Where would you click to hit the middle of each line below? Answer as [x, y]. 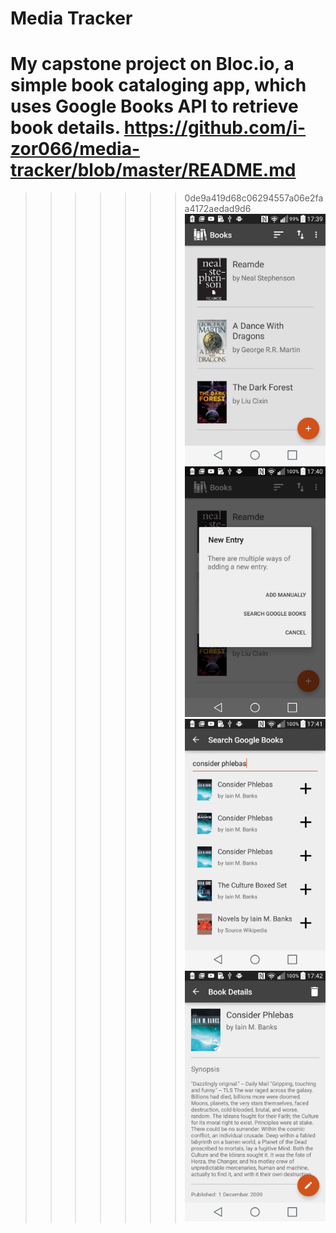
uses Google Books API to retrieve [154, 106]
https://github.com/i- [215, 128]
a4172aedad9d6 [218, 209]
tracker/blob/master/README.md [153, 170]
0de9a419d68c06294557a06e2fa [254, 198]
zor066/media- [75, 149]
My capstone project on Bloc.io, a [152, 64]
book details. [65, 128]
